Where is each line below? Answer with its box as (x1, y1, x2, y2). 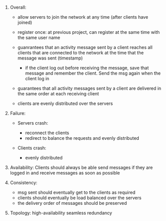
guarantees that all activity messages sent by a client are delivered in (17, 85, 161, 91)
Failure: (10, 111, 26, 116)
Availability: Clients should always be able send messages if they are (10, 164, 153, 171)
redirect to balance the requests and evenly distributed (25, 135, 140, 141)
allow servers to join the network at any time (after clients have (17, 14, 148, 20)
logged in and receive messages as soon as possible (10, 170, 120, 176)
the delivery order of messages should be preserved (17, 200, 127, 206)
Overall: (10, 5, 27, 10)
